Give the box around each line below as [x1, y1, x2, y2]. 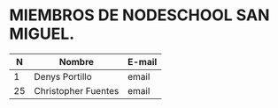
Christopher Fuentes [34, 84, 120, 97]
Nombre [58, 55, 95, 68]
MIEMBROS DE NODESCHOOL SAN [9, 5, 270, 25]
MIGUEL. [9, 24, 75, 44]
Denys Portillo [34, 70, 93, 83]
